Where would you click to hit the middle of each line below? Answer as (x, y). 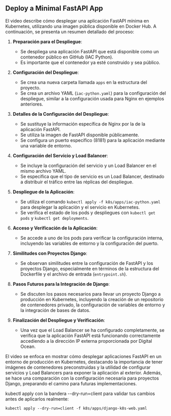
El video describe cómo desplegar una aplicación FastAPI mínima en (77, 20)
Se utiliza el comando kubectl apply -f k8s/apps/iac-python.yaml (90, 201)
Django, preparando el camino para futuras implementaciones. (71, 383)
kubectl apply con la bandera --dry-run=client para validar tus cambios (80, 393)
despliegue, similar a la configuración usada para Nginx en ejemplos (92, 98)
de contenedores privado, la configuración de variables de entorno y (93, 305)
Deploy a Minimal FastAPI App (54, 8)
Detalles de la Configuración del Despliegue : (61, 114)
